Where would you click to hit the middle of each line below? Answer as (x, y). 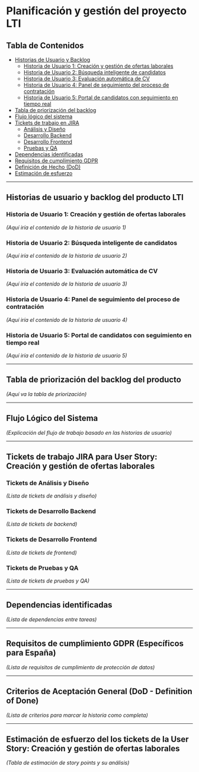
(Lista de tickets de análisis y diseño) (52, 496)
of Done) (23, 701)
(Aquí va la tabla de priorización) (46, 394)
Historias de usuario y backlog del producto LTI (95, 197)
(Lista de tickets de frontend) (41, 552)
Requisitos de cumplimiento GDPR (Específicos (95, 643)
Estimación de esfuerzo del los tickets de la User (97, 739)
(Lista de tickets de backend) (42, 524)
